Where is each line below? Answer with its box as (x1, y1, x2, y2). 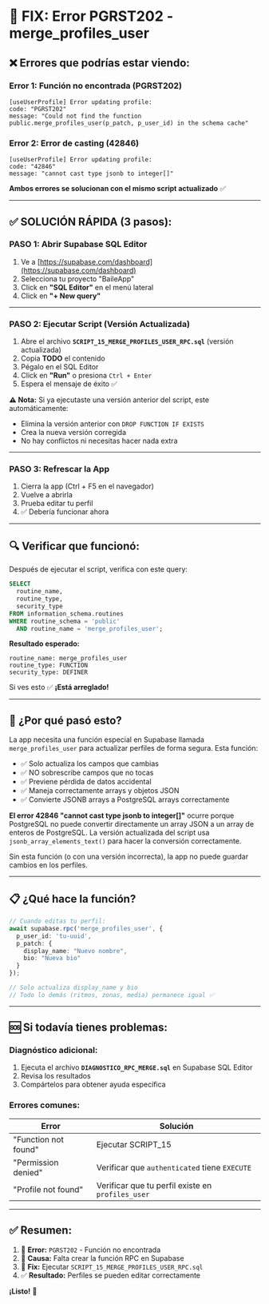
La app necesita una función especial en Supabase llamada (9, 735, 204, 744)
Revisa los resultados (20, 1071, 91, 1081)
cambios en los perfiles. (9, 860, 89, 870)
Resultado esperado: (9, 639, 81, 648)
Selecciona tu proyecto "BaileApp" (20, 273, 135, 283)
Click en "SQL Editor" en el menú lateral (20, 282, 154, 292)
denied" (13, 1166, 43, 1178)
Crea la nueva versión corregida (20, 428, 127, 437)
